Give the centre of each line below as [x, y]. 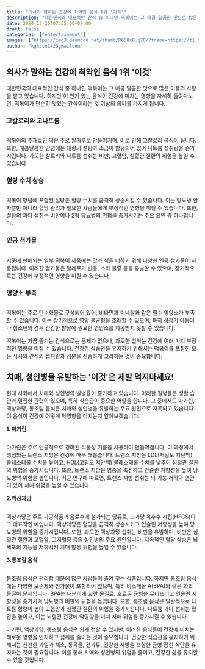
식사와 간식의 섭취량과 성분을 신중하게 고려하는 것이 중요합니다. [88, 356]
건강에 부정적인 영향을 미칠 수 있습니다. [64, 276]
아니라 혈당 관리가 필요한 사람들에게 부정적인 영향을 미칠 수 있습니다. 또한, [110, 208]
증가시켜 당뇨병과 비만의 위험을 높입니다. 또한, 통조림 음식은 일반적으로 [106, 601]
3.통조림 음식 [22, 560]
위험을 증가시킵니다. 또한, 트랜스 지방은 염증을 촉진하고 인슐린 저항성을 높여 [102, 470]
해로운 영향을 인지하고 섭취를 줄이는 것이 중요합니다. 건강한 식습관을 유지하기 [98, 637]
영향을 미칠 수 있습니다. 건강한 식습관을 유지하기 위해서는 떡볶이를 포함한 [104, 348]
